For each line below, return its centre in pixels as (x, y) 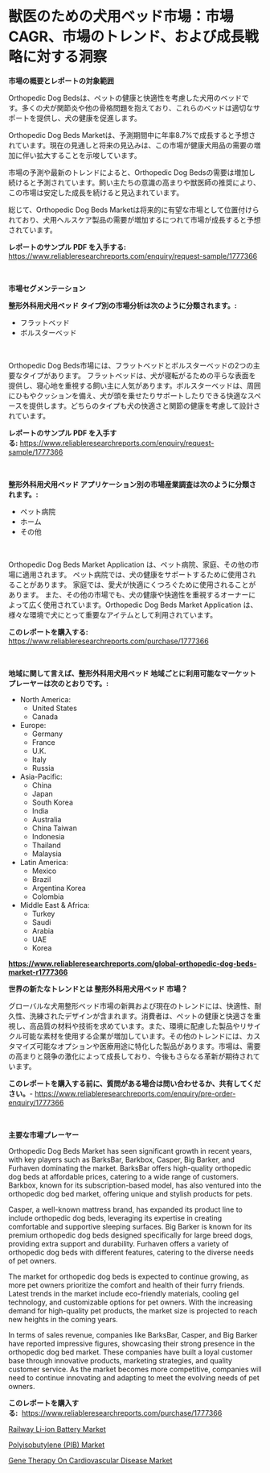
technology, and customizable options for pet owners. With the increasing (131, 1302)
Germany (47, 734)
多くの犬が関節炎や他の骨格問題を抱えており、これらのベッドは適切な (137, 108)
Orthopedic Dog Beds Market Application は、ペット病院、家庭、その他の (130, 564)
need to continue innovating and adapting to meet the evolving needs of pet (134, 1377)
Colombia (48, 897)
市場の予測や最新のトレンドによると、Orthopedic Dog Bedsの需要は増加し (132, 172)
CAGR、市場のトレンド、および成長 (127, 37)
